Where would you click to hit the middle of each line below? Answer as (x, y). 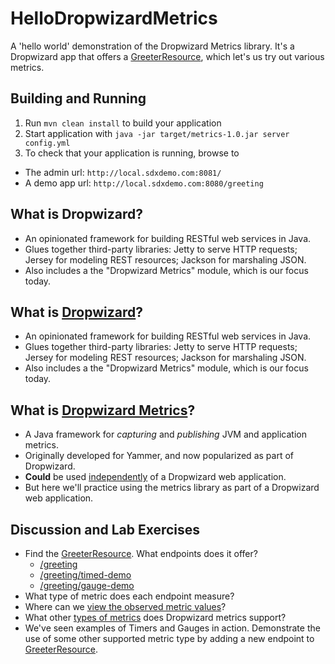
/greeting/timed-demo (85, 575)
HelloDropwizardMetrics (114, 18)
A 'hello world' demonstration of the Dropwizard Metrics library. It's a (152, 46)
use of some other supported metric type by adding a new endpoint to (169, 638)
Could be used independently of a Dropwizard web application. (155, 477)
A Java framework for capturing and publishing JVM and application (165, 434)
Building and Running (78, 98)
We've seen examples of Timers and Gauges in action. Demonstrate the (172, 628)
